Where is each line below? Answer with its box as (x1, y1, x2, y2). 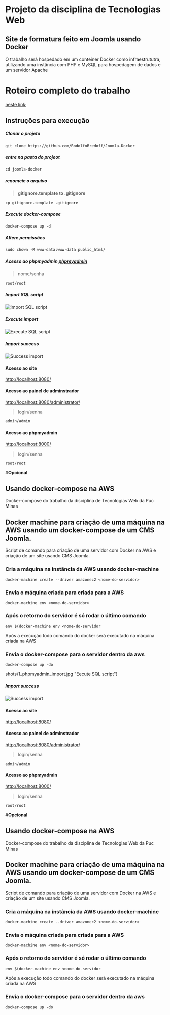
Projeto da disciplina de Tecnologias (5, 4, 161, 15)
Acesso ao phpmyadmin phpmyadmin (5, 258, 88, 264)
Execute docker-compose (5, 211, 61, 217)
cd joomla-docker (5, 167, 42, 172)
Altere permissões (5, 234, 45, 240)
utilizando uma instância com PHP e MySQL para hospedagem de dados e (5, 62, 161, 67)
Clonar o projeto (5, 130, 41, 136)
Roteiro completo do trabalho (5, 85, 131, 96)
